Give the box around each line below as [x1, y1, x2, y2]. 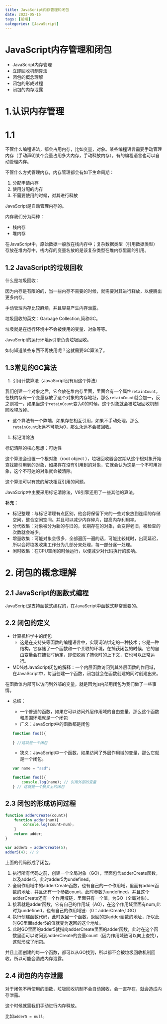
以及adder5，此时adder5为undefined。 [12, 876, 93, 882]
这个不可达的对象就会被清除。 [13, 468, 75, 474]
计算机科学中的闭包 [12, 633, 52, 639]
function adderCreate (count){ [5, 813, 68, 818]
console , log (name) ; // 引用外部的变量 [21, 779, 97, 785]
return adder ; [14, 831, 43, 836]
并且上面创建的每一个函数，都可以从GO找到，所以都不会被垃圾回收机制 [5, 949, 152, 955]
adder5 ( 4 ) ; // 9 [5, 849, 39, 855]
